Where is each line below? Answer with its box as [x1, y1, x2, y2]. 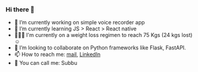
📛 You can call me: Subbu [14, 60, 78, 67]
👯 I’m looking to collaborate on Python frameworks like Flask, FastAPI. [14, 44, 186, 51]
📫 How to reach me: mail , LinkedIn [14, 51, 101, 58]
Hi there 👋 [5, 5, 35, 14]
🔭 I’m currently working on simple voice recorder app [14, 19, 146, 26]
